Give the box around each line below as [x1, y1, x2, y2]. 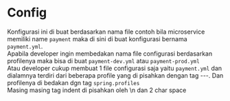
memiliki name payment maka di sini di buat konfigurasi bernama [7, 34, 187, 43]
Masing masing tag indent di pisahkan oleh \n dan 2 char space [7, 86, 187, 94]
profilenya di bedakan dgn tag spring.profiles [7, 78, 140, 87]
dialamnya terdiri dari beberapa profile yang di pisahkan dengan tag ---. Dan [7, 71, 224, 80]
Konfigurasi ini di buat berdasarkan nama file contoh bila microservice [7, 27, 205, 36]
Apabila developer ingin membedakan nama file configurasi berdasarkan [7, 49, 213, 58]
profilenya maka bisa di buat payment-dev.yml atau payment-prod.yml [7, 56, 200, 65]
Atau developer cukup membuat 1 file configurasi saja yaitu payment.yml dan [7, 64, 222, 72]
